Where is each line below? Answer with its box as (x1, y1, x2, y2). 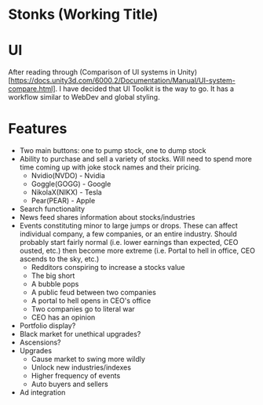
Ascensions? (19, 337, 61, 347)
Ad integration (19, 388, 66, 397)
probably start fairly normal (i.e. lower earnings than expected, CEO (19, 238, 239, 247)
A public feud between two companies (31, 288, 157, 297)
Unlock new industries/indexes (31, 363, 132, 372)
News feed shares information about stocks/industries (19, 213, 195, 222)
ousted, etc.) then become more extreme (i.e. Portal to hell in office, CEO (19, 246, 255, 256)
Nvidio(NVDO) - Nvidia (31, 171, 106, 181)
